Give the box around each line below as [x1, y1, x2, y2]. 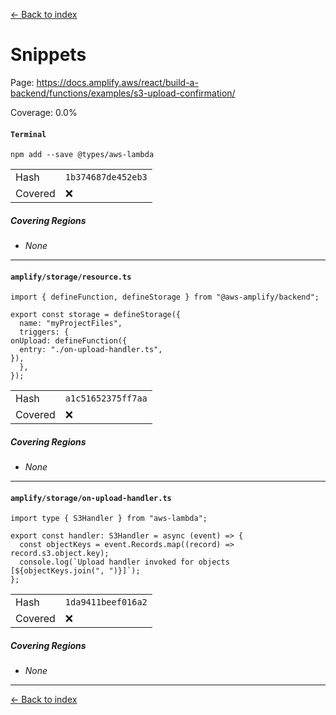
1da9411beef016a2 [64, 597, 148, 608]
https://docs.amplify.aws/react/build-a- [36, 76, 199, 88]
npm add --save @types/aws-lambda [10, 150, 155, 160]
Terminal [10, 129, 47, 139]
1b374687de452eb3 [64, 172, 148, 183]
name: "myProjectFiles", [19, 319, 123, 329]
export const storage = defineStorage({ [10, 310, 182, 320]
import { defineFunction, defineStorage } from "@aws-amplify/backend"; [10, 292, 320, 303]
